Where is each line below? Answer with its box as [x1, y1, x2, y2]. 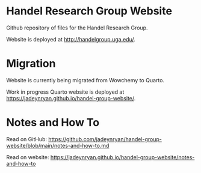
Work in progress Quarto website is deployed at [6, 88, 125, 96]
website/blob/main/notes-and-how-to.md [6, 142, 110, 149]
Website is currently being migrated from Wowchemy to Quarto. [6, 76, 164, 83]
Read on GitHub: [6, 135, 47, 142]
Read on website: [6, 153, 49, 160]
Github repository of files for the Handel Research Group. [6, 24, 148, 31]
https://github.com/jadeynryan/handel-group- [48, 135, 162, 142]
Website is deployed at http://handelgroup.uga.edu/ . [6, 35, 135, 43]
